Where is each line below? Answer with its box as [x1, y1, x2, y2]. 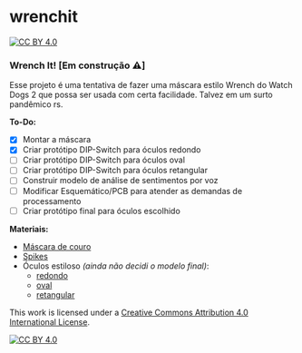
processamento [22, 195, 82, 206]
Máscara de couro [22, 240, 92, 251]
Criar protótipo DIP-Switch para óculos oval [22, 154, 186, 165]
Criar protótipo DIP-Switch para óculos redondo [22, 144, 201, 155]
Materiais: [9, 223, 49, 234]
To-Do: [9, 116, 36, 128]
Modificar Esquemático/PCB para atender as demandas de [22, 185, 243, 196]
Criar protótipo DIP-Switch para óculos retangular [22, 165, 209, 176]
